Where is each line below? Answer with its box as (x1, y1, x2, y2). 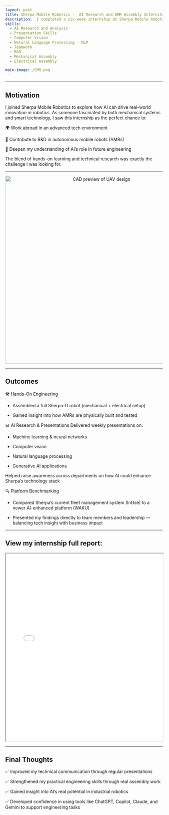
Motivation (5, 91, 40, 99)
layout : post (5, 7, 32, 13)
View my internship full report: (5, 539, 102, 548)
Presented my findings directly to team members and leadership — (12, 514, 151, 520)
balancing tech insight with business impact (12, 519, 103, 526)
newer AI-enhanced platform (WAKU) (12, 504, 90, 511)
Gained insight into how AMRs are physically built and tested (12, 412, 137, 418)
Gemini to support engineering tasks (5, 804, 80, 810)
